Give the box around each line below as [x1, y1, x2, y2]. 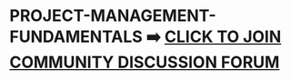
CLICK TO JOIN [164, 26, 282, 47]
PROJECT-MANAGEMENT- [9, 5, 216, 26]
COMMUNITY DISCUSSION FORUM [9, 52, 280, 73]
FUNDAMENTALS [9, 26, 143, 47]
